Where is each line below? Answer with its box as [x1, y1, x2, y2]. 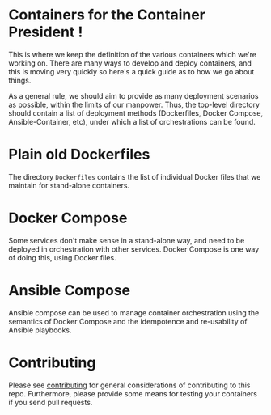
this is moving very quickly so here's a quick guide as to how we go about [8, 66, 255, 76]
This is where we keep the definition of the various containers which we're [8, 49, 257, 59]
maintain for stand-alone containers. [8, 180, 130, 190]
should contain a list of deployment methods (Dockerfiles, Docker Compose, [8, 108, 264, 118]
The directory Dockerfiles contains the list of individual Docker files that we [8, 172, 261, 181]
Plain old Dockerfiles [8, 146, 150, 163]
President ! [8, 23, 83, 41]
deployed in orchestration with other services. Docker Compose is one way [8, 244, 260, 254]
